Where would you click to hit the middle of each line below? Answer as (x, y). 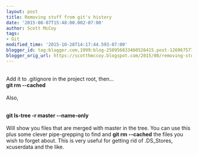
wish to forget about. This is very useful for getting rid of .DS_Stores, (90, 140)
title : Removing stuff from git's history (59, 17)
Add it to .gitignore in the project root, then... (60, 79)
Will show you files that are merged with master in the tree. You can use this (98, 128)
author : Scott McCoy (32, 28)
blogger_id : (21, 50)
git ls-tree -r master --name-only (47, 115)
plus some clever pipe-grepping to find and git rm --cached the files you (95, 134)
